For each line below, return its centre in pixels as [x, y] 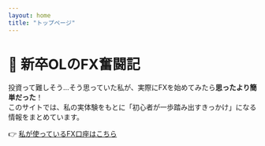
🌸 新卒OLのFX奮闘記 [74, 64]
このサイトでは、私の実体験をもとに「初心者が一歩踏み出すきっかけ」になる [132, 107]
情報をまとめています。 [46, 117]
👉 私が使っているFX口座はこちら [63, 134]
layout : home [30, 15]
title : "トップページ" [42, 23]
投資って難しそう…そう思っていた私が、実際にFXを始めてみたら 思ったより [129, 88]
